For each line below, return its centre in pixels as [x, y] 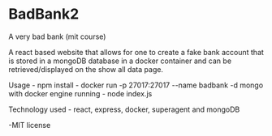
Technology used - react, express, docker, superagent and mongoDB [124, 109]
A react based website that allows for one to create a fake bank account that [136, 52]
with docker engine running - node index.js [80, 93]
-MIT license [30, 125]
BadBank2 [44, 14]
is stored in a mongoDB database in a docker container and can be [120, 61]
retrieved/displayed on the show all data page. [86, 69]
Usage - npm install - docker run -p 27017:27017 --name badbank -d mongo [136, 85]
